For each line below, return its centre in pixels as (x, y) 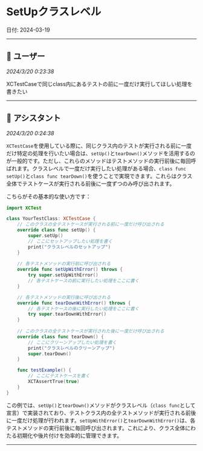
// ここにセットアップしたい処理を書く (70, 241)
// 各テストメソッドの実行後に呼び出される (64, 297)
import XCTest (24, 208)
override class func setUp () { (56, 230)
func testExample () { (44, 370)
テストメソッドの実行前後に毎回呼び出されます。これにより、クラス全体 (96, 428)
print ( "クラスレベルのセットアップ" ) (69, 247)
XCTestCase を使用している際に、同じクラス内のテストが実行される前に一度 (99, 145)
